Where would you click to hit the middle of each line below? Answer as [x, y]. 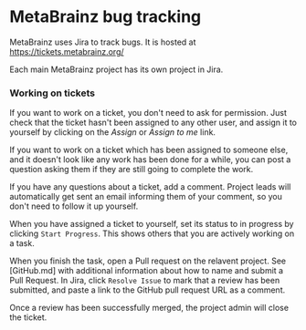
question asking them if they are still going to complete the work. [132, 170]
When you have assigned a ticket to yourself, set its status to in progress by [152, 224]
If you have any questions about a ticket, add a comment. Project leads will [150, 187]
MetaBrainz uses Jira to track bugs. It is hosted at [103, 42]
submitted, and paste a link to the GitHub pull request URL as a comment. [148, 290]
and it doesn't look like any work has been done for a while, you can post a [150, 160]
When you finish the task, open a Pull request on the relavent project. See [148, 261]
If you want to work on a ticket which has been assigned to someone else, [149, 150]
